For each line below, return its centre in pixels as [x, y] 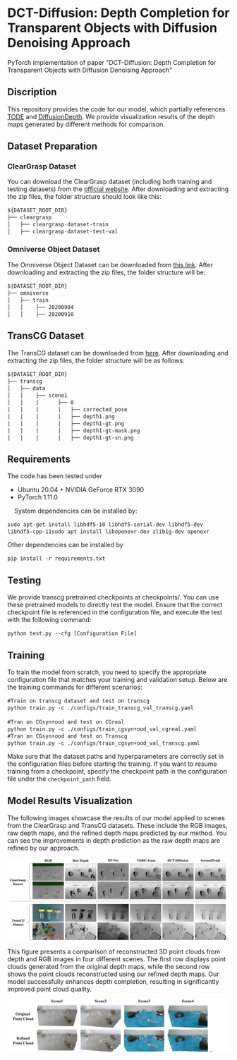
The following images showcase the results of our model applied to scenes [116, 818]
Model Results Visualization [70, 801]
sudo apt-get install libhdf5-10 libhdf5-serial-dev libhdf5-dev [105, 525]
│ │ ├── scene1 [38, 395]
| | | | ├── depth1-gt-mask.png [74, 431]
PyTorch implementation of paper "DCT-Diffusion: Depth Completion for [112, 62]
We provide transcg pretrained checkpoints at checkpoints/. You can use [113, 597]
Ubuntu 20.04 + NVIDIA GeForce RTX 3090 [81, 490]
